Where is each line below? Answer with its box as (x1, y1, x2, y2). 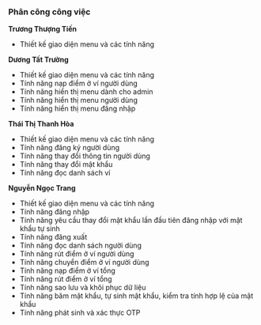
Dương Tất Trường (8, 55, 69, 65)
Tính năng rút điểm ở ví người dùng (19, 249, 134, 259)
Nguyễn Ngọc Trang (8, 183, 77, 193)
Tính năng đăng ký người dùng (19, 143, 120, 153)
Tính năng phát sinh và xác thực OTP (19, 308, 141, 318)
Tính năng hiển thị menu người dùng (19, 96, 138, 105)
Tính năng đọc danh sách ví (19, 168, 111, 178)
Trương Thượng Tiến (8, 25, 78, 34)
